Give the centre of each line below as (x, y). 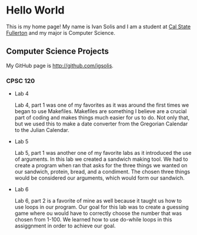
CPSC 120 (21, 81)
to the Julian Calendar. (42, 130)
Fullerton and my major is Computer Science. (61, 32)
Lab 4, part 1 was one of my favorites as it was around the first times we (102, 105)
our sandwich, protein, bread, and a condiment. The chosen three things (102, 172)
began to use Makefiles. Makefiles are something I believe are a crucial (101, 111)
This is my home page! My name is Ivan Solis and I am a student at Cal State (98, 27)
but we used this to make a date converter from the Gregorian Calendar (101, 124)
